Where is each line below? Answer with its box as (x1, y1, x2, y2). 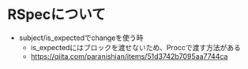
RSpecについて (7, 5, 106, 24)
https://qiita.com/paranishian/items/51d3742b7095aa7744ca (30, 51, 228, 61)
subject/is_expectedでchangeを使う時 (18, 33, 144, 42)
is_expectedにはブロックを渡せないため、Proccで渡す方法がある (30, 42, 242, 52)
